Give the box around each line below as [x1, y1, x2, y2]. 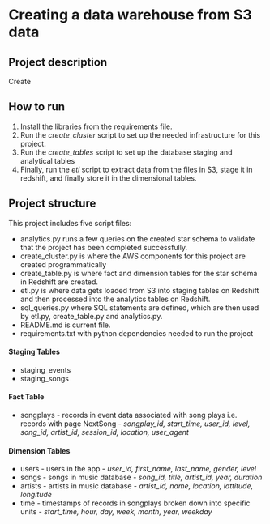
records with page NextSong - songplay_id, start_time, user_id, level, [19, 419, 251, 428]
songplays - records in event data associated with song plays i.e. [19, 411, 238, 420]
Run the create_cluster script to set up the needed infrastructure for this [19, 130, 261, 139]
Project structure [8, 197, 96, 211]
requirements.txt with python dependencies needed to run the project [19, 328, 254, 338]
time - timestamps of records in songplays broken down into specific [19, 498, 251, 508]
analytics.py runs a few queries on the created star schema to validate [19, 233, 255, 244]
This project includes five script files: [8, 218, 132, 228]
